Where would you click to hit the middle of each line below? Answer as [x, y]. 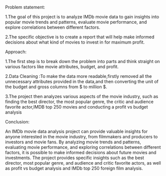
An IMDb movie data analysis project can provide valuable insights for [76, 131]
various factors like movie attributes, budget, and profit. [62, 67]
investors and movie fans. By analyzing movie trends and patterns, [73, 142]
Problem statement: [25, 7]
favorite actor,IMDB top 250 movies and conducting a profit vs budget [77, 107]
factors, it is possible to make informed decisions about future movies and [81, 152]
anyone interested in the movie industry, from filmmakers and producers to [82, 137]
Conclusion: [17, 122]
